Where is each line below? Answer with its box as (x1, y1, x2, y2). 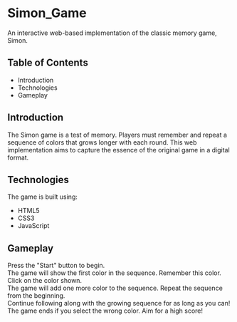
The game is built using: (7, 192, 78, 201)
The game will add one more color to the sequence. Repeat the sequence (7, 284, 223, 293)
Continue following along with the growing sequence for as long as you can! (7, 299, 231, 308)
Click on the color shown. (7, 276, 83, 285)
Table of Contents (7, 57, 89, 69)
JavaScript (17, 222, 50, 230)
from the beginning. (7, 291, 65, 300)
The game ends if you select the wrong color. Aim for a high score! (7, 306, 204, 315)
